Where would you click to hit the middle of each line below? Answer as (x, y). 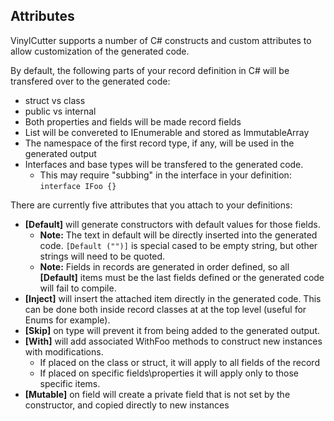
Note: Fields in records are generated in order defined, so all (164, 266)
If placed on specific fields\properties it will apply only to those (169, 373)
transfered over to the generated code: (90, 81)
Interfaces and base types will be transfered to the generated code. (164, 164)
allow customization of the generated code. (100, 51)
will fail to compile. (78, 288)
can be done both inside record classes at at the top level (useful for (165, 309)
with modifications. (64, 351)
